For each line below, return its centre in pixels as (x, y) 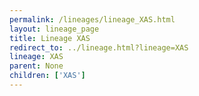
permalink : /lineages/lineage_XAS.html (92, 19)
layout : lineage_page (54, 29)
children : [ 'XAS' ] (47, 76)
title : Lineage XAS (50, 38)
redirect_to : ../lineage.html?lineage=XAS (99, 47)
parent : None (36, 66)
